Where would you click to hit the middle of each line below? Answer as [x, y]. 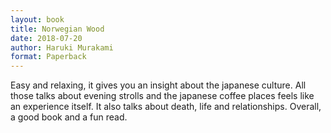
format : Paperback [48, 57]
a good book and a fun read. [69, 117]
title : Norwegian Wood [57, 29]
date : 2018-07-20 [46, 38]
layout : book [37, 19]
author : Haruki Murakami [62, 47]
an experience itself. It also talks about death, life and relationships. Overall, [166, 107]
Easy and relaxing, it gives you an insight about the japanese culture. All [158, 85]
